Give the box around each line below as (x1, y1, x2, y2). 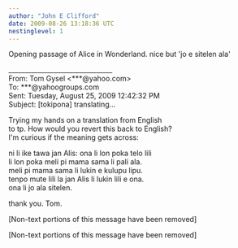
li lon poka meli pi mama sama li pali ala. (8, 157, 142, 167)
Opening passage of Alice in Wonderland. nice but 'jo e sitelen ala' (8, 50, 232, 59)
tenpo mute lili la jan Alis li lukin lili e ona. (8, 174, 145, 184)
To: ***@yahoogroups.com (8, 82, 100, 92)
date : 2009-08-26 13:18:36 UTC (8, 20, 115, 28)
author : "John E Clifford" (8, 11, 100, 20)
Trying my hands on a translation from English (8, 115, 162, 125)
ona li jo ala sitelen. (8, 183, 73, 193)
